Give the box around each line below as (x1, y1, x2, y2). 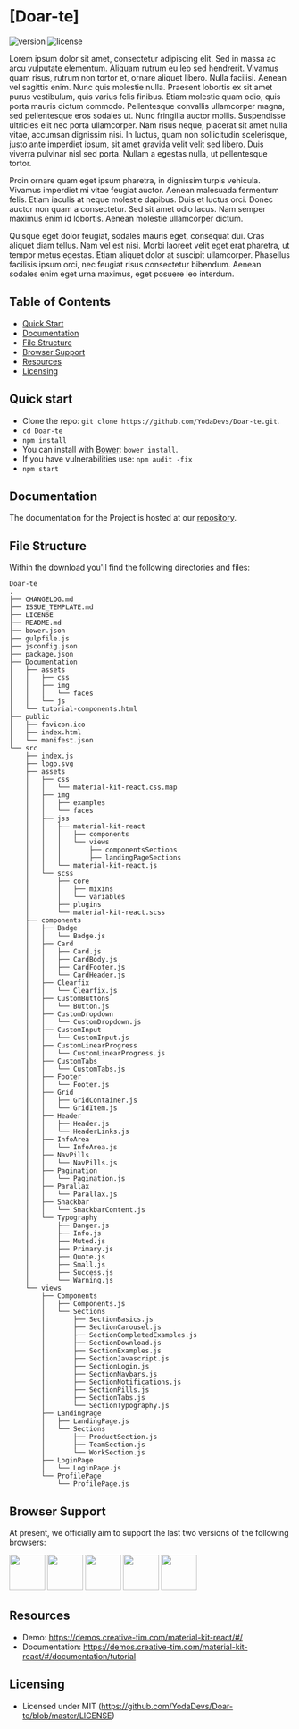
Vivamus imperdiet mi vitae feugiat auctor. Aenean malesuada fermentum (9, 184, 279, 195)
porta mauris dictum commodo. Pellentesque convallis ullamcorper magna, (9, 100, 286, 111)
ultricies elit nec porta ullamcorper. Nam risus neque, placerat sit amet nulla (9, 119, 287, 131)
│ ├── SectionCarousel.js (41, 1323, 162, 1332)
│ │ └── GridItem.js (25, 1104, 118, 1113)
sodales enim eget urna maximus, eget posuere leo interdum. (9, 268, 235, 279)
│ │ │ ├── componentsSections (25, 845, 178, 855)
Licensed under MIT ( (21, 1700, 102, 1711)
